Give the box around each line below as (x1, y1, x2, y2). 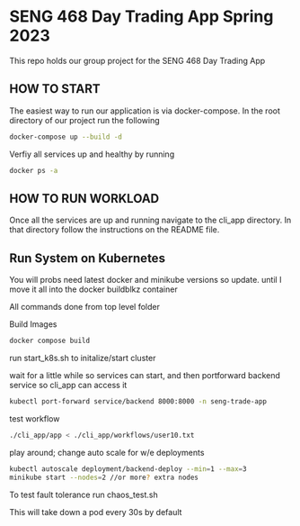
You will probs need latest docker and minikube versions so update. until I (9, 275, 282, 286)
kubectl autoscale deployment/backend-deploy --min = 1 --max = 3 (9, 464, 247, 474)
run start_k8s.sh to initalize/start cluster (9, 353, 156, 363)
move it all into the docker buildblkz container (9, 284, 178, 295)
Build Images (9, 319, 57, 330)
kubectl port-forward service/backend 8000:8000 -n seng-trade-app (9, 397, 268, 406)
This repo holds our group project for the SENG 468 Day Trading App (9, 55, 266, 66)
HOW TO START (9, 81, 101, 96)
